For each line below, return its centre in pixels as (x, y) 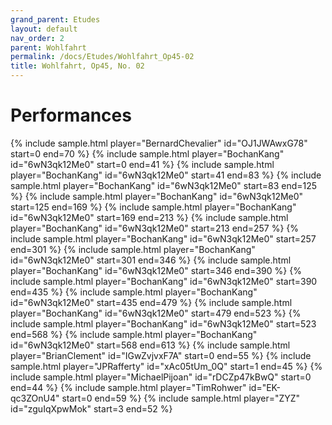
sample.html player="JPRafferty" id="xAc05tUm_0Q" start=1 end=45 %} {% (166, 366)
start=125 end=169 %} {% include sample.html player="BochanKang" (153, 207)
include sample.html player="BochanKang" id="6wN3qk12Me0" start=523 (163, 323)
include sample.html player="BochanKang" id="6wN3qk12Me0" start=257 (163, 238)
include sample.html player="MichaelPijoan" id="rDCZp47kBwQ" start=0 (161, 377)
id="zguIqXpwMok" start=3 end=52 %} (91, 408)
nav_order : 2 (37, 38)
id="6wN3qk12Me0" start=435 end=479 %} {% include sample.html (151, 302)
